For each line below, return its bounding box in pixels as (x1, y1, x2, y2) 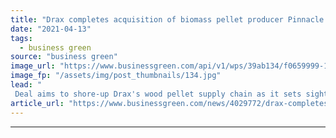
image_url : (10, 61, 56, 71)
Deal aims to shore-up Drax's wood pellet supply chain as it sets (14, 89, 302, 99)
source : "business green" (10, 52, 118, 62)
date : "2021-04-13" (10, 24, 92, 34)
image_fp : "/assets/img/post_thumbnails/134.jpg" (10, 71, 222, 81)
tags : (10, 33, 33, 43)
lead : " (10, 80, 43, 90)
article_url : (10, 98, 65, 108)
